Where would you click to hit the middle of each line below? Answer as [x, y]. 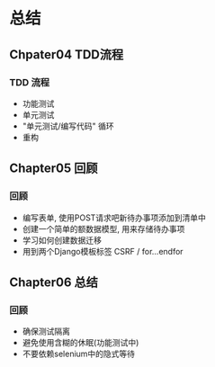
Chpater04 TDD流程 [67, 54]
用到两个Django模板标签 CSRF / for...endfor [103, 251]
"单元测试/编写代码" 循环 [68, 126]
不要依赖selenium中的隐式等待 [79, 354]
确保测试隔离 [46, 331]
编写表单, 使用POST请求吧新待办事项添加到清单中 [114, 218]
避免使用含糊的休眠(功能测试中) [81, 343]
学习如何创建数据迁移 [62, 240]
